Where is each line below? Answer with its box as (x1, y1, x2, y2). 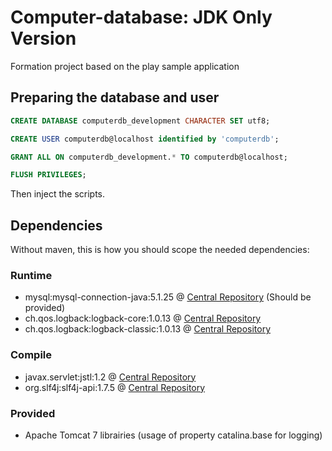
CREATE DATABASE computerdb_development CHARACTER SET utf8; (10, 116, 271, 126)
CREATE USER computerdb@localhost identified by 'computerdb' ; (10, 134, 280, 144)
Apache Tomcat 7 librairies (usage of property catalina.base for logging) (24, 429, 323, 441)
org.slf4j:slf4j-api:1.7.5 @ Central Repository (24, 381, 206, 393)
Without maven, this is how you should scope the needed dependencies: (10, 244, 310, 256)
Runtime (10, 268, 53, 282)
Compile (10, 348, 52, 362)
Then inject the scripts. (10, 188, 105, 200)
